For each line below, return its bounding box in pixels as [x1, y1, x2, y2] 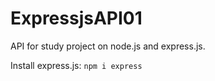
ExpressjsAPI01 [10, 7, 143, 30]
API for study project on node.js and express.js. [10, 40, 206, 52]
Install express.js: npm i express [10, 59, 143, 71]
